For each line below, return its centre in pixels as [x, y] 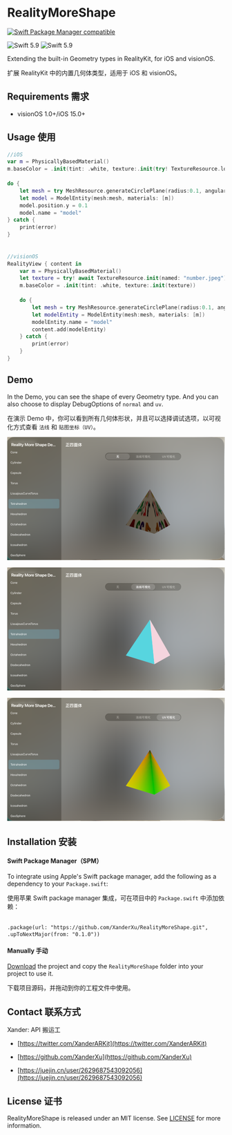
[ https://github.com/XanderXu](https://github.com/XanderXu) [104, 1057]
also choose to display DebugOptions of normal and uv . [85, 404]
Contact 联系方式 [44, 1012]
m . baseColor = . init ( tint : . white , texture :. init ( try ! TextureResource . [114, 169]
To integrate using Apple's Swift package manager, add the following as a [112, 877]
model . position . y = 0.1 [54, 205]
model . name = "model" [50, 213]
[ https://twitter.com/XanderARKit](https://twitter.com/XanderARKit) [112, 1044]
